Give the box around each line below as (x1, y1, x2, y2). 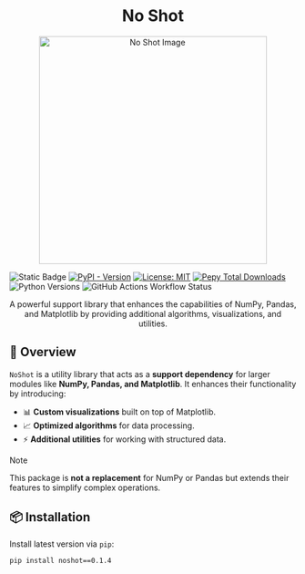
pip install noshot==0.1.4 (9, 556, 112, 565)
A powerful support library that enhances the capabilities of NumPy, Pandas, (9, 298, 297, 310)
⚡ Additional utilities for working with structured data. (22, 434, 227, 445)
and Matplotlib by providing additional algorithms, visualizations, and (24, 308, 282, 319)
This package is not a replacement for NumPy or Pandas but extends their (9, 472, 290, 483)
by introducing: (9, 388, 66, 399)
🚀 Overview (9, 344, 76, 360)
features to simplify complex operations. (9, 482, 161, 493)
